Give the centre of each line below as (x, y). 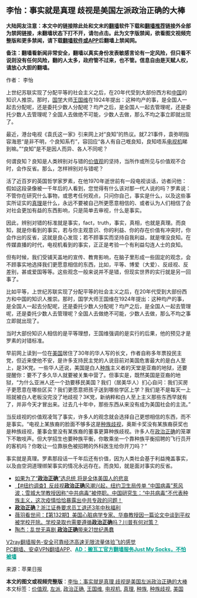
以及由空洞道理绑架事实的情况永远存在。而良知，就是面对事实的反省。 (91, 466)
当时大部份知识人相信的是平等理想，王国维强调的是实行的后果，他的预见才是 (98, 333)
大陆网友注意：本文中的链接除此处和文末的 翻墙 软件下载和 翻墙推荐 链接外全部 (98, 26)
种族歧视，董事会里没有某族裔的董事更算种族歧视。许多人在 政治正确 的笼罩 (101, 431)
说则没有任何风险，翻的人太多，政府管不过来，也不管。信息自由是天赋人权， (98, 60)
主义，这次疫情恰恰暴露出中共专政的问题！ (71, 500)
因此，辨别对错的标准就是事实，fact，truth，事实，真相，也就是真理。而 (94, 223)
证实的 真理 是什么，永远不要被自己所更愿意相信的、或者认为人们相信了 (101, 203)
